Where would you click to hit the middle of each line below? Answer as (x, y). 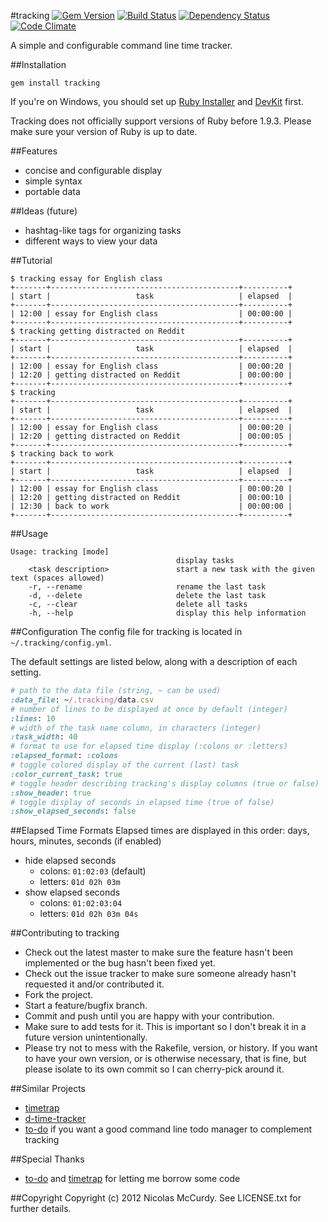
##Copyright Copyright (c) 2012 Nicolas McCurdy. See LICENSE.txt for (156, 1198)
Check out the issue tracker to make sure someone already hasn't (160, 974)
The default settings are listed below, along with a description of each (154, 661)
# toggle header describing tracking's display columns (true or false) (165, 783)
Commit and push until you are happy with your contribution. (149, 1016)
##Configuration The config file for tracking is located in (126, 631)
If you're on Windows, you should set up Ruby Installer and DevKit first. (157, 101)
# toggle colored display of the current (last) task (125, 765)
